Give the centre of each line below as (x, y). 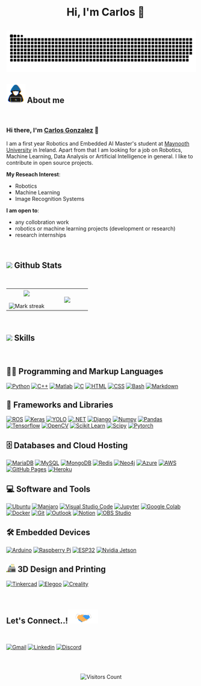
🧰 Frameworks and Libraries (60, 405)
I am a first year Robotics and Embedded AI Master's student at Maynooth (98, 143)
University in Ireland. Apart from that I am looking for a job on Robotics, (94, 150)
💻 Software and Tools (48, 489)
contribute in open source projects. (50, 162)
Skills (24, 338)
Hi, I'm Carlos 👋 (106, 12)
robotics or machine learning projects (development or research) (95, 228)
